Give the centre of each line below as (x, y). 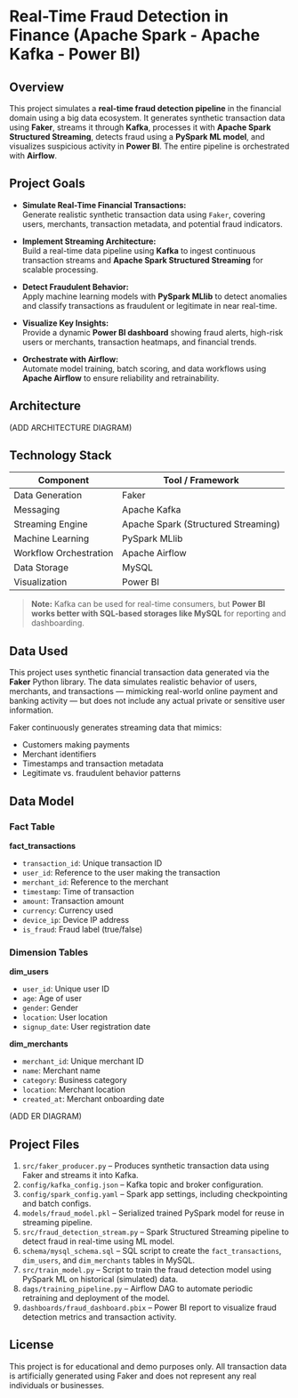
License (32, 1345)
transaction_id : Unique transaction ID (92, 863)
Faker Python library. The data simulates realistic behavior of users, (133, 682)
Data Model (42, 801)
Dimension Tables (49, 952)
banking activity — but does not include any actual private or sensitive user (147, 701)
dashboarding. (57, 623)
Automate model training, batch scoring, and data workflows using (144, 368)
